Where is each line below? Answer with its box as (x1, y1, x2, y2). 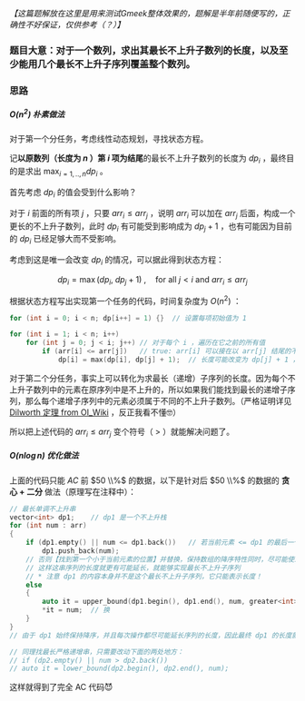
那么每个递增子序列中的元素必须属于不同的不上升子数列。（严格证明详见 (25, 395, 292, 406)
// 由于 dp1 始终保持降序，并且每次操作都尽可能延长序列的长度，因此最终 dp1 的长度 (9, 630, 292, 640)
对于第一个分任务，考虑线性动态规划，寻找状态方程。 (9, 133, 209, 144)
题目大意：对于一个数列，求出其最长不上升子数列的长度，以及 (9, 44, 280, 56)
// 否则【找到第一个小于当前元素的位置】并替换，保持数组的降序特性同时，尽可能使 (25, 555, 295, 564)
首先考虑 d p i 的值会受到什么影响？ (9, 187, 137, 200)
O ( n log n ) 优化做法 (9, 450, 79, 461)
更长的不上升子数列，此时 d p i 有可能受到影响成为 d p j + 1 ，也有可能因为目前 (9, 221, 292, 233)
